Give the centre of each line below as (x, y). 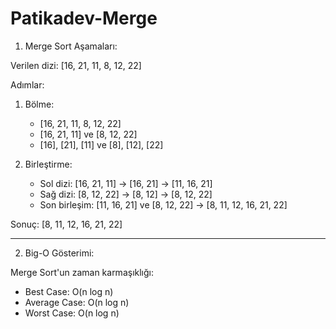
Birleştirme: (48, 164)
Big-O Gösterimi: (59, 253)
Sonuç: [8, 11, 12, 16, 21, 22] (66, 224)
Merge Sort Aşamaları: (71, 46)
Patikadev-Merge (84, 18)
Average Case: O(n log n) (77, 302)
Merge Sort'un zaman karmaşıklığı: (82, 272)
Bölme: (39, 104)
